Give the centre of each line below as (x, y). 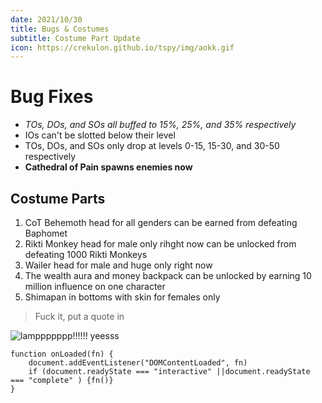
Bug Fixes (52, 97)
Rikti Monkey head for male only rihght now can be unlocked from (160, 244)
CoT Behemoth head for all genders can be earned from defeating (161, 222)
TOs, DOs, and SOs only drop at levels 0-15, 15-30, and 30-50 (152, 146)
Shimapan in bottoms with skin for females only (122, 297)
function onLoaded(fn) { (62, 354)
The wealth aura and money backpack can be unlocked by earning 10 (168, 275)
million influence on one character (95, 286)
